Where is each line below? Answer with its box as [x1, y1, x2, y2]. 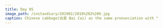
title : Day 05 [5, 7, 34, 12]
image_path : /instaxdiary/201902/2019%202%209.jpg [5, 11, 110, 16]
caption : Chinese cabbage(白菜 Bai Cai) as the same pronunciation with [5, 16, 154, 20]
